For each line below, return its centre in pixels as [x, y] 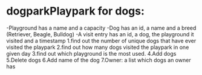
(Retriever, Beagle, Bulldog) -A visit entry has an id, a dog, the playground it [100, 34]
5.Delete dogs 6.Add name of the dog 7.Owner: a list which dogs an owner [99, 60]
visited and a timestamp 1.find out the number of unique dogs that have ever [101, 41]
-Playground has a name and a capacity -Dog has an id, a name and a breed [101, 28]
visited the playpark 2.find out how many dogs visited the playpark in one [98, 47]
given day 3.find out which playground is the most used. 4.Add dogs [91, 53]
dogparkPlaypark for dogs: [76, 11]
